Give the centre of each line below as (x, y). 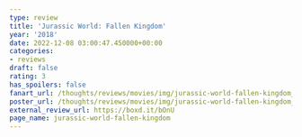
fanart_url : (31, 93)
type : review (34, 18)
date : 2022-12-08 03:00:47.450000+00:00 (86, 43)
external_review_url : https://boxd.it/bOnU (92, 110)
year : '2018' (34, 34)
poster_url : (31, 101)
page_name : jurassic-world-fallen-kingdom (90, 118)
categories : (31, 51)
